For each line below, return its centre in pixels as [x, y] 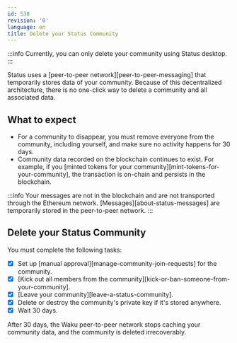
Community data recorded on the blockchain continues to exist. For [116, 159]
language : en [27, 27]
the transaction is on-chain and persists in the [139, 175]
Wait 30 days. [37, 310]
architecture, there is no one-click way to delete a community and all [107, 90]
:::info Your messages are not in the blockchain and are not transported [111, 196]
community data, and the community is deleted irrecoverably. [97, 332]
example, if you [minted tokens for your [75, 167]
